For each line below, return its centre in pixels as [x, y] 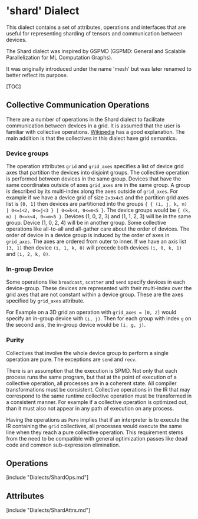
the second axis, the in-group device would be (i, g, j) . [76, 325]
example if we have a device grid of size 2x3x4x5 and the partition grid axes [98, 198]
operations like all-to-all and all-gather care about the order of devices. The [98, 229]
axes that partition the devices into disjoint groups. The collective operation [98, 173]
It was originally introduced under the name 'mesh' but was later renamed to [99, 68]
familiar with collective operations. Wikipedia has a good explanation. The [95, 132]
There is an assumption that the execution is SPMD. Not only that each [92, 370]
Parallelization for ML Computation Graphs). [60, 57]
